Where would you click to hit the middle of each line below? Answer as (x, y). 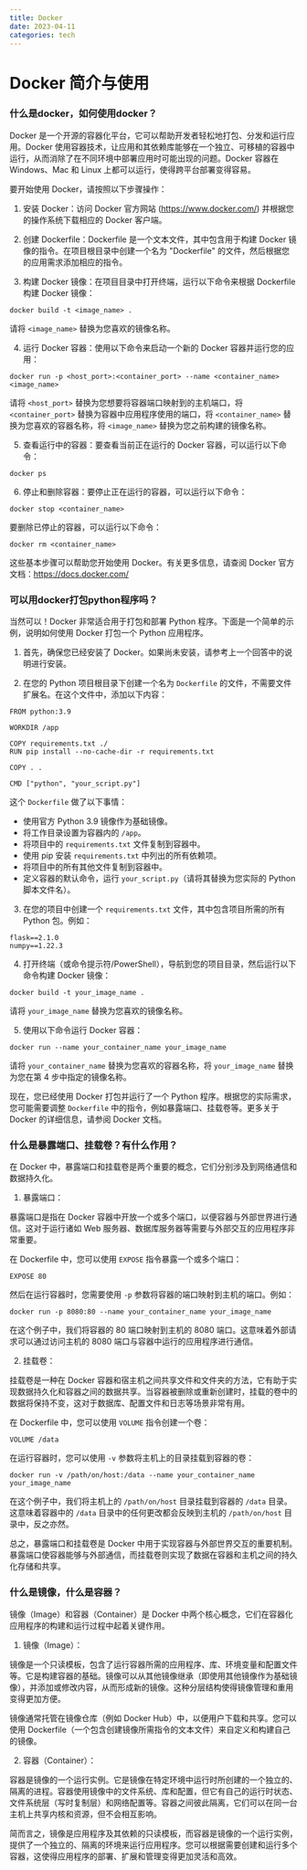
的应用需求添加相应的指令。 (75, 262)
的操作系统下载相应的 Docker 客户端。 (95, 219)
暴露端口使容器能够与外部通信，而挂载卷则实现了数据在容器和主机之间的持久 (153, 1555)
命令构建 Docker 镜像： (67, 976)
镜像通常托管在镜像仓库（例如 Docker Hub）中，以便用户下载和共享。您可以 (153, 1717)
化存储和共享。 (37, 1567)
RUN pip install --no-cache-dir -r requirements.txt (112, 752)
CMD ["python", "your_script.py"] (75, 784)
